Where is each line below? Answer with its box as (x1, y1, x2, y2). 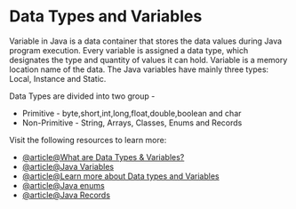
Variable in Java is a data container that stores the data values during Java (9, 36, 283, 46)
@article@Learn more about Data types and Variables (21, 171, 220, 181)
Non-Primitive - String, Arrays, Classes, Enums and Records (21, 117, 243, 128)
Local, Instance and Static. (9, 73, 107, 84)
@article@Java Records (21, 189, 111, 200)
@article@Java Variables (21, 161, 114, 172)
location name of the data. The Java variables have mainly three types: (9, 64, 269, 75)
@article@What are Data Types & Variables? (21, 151, 185, 162)
